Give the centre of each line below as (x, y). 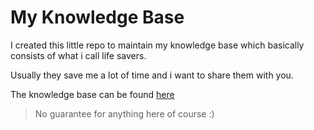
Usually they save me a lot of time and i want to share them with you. (152, 75)
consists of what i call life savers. (78, 55)
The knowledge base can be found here (92, 94)
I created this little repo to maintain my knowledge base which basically (157, 45)
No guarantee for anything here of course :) (124, 113)
